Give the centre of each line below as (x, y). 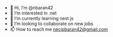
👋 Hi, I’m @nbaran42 (32, 8)
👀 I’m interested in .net (33, 13)
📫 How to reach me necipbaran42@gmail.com (59, 29)
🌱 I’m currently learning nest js (42, 18)
